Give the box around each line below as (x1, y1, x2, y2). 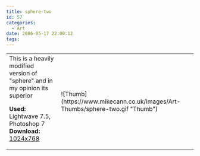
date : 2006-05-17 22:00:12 (6, 31, 73, 37)
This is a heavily (9, 55, 54, 62)
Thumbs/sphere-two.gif (61, 105, 129, 113)
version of (9, 69, 37, 77)
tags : (6, 36, 20, 42)
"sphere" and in (9, 77, 53, 85)
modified (9, 62, 35, 70)
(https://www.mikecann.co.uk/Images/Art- (61, 97, 181, 106)
